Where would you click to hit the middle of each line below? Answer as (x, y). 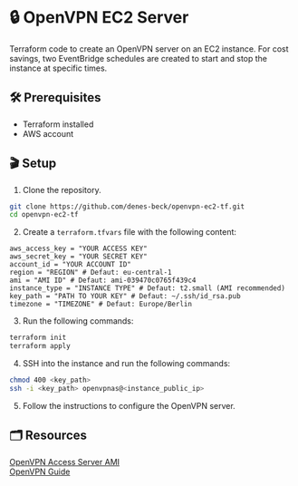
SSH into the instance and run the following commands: (126, 364)
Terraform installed (58, 124)
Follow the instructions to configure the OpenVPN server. (129, 405)
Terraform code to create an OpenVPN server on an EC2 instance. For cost (149, 49)
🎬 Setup (33, 164)
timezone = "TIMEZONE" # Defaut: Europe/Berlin (101, 305)
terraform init (38, 338)
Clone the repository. (62, 190)
